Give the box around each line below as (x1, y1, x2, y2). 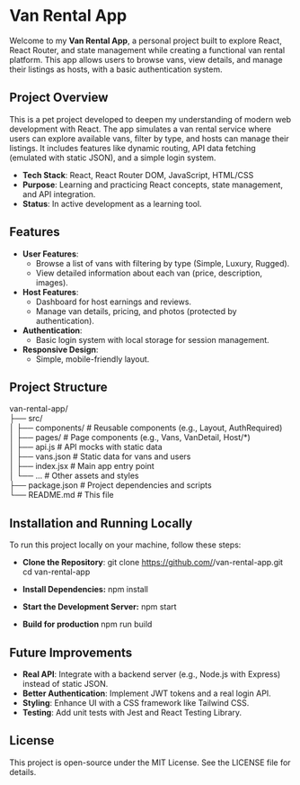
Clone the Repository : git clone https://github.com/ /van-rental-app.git (22, 557, 284, 568)
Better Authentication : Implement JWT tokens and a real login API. (22, 688, 271, 699)
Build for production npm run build (22, 618, 153, 630)
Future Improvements (9, 645, 133, 660)
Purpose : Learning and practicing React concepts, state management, (22, 179, 283, 190)
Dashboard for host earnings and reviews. (35, 296, 191, 307)
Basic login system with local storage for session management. (35, 334, 269, 345)
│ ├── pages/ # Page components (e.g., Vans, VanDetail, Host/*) (9, 432, 251, 443)
